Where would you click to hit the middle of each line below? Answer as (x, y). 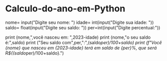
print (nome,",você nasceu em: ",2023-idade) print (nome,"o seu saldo (78, 37)
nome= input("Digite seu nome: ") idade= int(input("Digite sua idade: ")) (79, 22)
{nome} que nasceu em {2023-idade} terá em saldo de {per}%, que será (81, 48)
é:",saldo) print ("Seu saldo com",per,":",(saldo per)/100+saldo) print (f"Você (83, 42)
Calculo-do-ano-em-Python (65, 9)
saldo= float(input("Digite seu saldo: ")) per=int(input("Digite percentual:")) (83, 27)
